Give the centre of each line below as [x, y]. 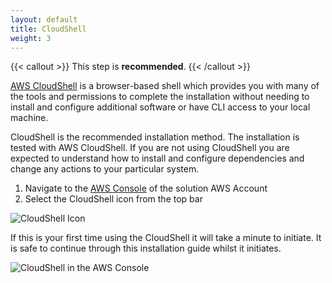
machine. [29, 118]
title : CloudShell [48, 29]
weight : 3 [31, 38]
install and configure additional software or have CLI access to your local [160, 107]
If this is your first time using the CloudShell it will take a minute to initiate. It [166, 238]
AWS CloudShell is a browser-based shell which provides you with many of [165, 86]
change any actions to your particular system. [105, 169]
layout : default [44, 19]
